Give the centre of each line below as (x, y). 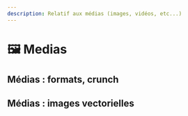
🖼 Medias (37, 49)
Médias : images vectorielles (71, 103)
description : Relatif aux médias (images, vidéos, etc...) (95, 14)
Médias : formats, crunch (63, 80)
